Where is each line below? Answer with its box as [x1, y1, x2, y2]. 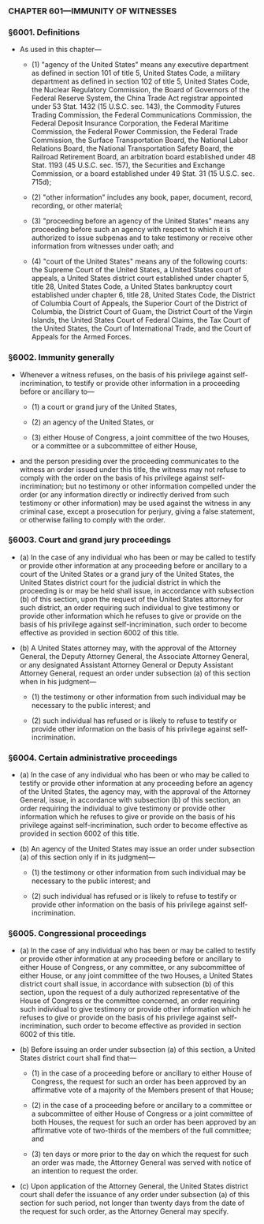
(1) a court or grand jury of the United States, [31, 402, 177, 411]
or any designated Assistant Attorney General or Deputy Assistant [19, 660, 234, 669]
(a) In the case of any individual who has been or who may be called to [19, 770, 250, 780]
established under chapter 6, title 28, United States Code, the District [31, 290, 256, 300]
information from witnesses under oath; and [31, 241, 175, 251]
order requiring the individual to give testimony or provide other [19, 803, 226, 814]
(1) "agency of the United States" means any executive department [31, 60, 249, 69]
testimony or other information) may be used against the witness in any [19, 498, 251, 507]
